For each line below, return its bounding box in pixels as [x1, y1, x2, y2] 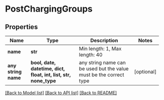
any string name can [79, 59, 126, 66]
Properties [5, 23, 38, 31]
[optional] [134, 68, 157, 75]
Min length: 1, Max [79, 45, 122, 52]
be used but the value [79, 66, 129, 72]
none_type [31, 78, 56, 84]
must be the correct [79, 71, 124, 78]
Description [90, 37, 118, 44]
